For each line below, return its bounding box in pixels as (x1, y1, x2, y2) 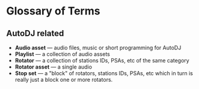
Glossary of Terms (6, 4, 100, 18)
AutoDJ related (6, 28, 64, 38)
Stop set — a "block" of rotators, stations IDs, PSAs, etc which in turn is (14, 70, 194, 76)
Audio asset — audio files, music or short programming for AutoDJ (14, 44, 182, 51)
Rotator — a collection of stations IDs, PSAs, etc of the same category (14, 57, 189, 64)
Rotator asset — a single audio (14, 63, 92, 70)
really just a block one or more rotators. (14, 76, 113, 83)
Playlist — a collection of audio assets (14, 51, 110, 58)
